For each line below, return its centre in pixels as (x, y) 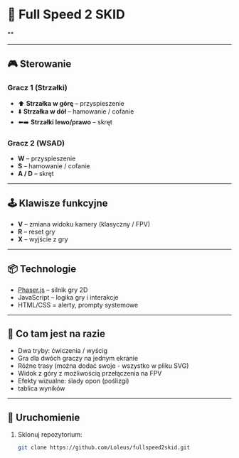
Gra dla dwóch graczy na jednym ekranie (78, 359)
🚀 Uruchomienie (44, 417)
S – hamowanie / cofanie (54, 165)
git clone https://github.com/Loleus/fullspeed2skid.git (104, 448)
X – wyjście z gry (43, 239)
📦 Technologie (42, 269)
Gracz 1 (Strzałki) (37, 88)
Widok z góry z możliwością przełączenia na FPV (90, 374)
